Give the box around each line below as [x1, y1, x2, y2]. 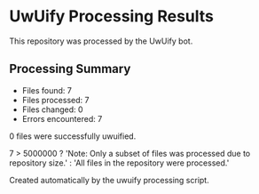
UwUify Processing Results [9, 6, 215, 27]
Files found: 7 [21, 85, 73, 95]
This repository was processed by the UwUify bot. [9, 36, 193, 46]
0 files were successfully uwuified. [9, 131, 137, 141]
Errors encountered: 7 [21, 113, 103, 124]
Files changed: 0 [21, 104, 83, 115]
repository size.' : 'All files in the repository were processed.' [9, 158, 230, 168]
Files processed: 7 [21, 94, 90, 105]
